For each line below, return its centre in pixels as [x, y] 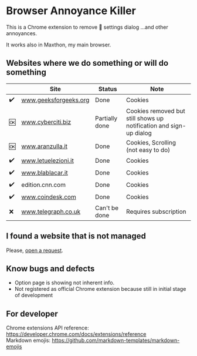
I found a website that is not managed [76, 236]
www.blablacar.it [45, 173]
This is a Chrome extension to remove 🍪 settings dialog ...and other [87, 27]
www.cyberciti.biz [46, 122]
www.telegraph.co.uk [51, 211]
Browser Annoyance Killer [71, 11]
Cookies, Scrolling [151, 142]
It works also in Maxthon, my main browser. [59, 45]
